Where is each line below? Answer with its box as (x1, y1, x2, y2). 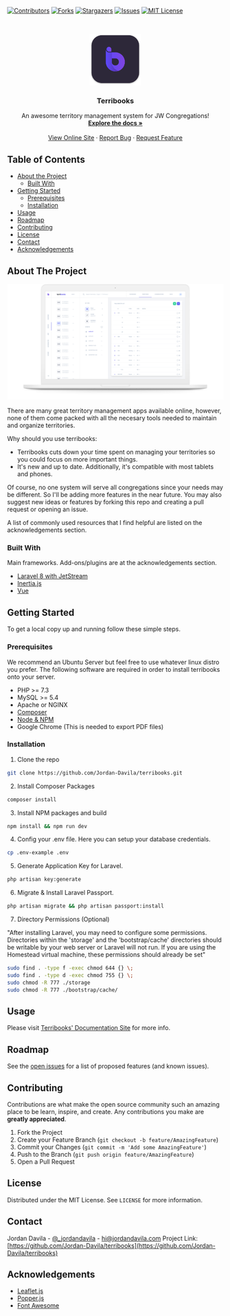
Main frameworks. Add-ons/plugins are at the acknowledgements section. (7, 559, 218, 567)
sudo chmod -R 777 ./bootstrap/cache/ (7, 986, 118, 994)
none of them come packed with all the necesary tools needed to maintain (7, 414, 217, 422)
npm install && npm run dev (7, 823, 88, 830)
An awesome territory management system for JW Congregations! (21, 112, 209, 120)
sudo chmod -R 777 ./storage (7, 979, 91, 986)
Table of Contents (7, 154, 86, 165)
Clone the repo (16, 755, 60, 763)
